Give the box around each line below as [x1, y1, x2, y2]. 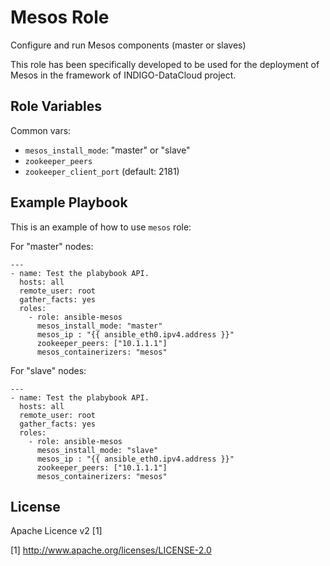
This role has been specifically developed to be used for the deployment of [10, 58, 320, 70]
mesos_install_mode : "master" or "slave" [24, 144, 191, 156]
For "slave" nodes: [10, 364, 87, 376]
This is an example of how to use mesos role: [10, 221, 192, 233]
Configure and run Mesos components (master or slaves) [10, 39, 247, 51]
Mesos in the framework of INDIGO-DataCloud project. [10, 69, 237, 81]
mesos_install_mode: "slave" [36, 445, 159, 455]
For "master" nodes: [10, 240, 94, 252]
